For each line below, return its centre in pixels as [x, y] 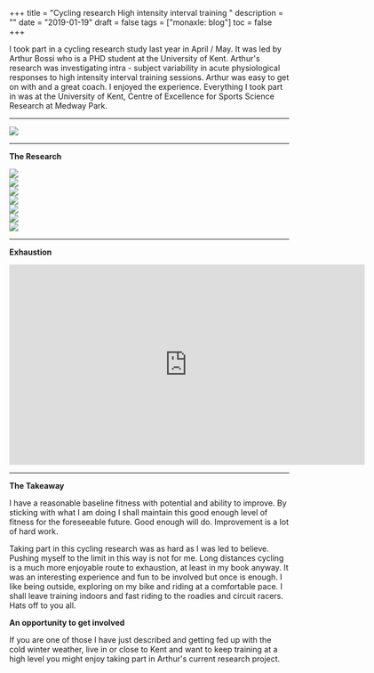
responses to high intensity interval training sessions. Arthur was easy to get [149, 77]
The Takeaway [37, 486]
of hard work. [34, 531]
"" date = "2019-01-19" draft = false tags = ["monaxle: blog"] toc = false [141, 22]
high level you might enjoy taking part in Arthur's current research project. [145, 659]
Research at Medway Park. [59, 105]
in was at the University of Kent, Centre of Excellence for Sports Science [142, 96]
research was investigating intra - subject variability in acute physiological [145, 68]
